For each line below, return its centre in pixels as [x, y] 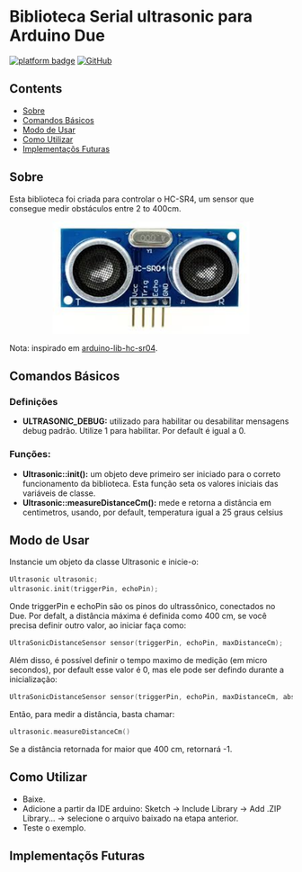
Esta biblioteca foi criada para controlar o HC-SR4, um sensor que [132, 199]
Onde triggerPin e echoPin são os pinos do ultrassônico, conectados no [142, 607]
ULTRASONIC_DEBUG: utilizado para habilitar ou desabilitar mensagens [155, 421]
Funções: [30, 454]
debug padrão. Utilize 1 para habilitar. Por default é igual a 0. [134, 431]
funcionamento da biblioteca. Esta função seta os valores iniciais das [150, 483]
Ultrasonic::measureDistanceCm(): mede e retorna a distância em [147, 502]
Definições [34, 401]
